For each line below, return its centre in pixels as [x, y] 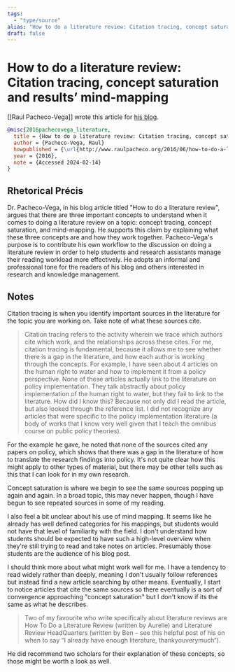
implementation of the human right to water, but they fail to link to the [124, 393]
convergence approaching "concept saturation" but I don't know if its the [113, 596]
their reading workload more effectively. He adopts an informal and [104, 260]
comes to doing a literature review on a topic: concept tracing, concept [109, 223]
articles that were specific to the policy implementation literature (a [121, 416]
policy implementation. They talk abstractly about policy [105, 386]
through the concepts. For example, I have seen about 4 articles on [121, 364]
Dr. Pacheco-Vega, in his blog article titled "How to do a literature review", [114, 208]
